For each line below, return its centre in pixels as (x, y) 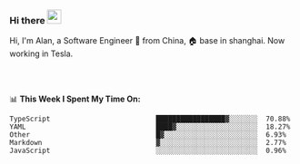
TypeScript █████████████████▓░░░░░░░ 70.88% (150, 119)
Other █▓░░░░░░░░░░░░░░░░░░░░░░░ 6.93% (148, 135)
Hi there (27, 20)
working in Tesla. (41, 53)
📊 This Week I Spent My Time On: (75, 99)
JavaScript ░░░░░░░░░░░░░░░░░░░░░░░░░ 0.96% (148, 151)
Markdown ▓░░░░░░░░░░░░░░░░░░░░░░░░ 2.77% (148, 143)
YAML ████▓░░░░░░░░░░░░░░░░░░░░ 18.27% (150, 127)
